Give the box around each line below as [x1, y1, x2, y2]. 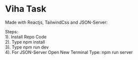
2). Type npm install [5, 39, 45, 45]
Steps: [5, 29, 18, 34]
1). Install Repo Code [5, 34, 47, 40]
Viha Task [5, 3, 47, 15]
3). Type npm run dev [5, 44, 49, 50]
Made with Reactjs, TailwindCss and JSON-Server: [5, 19, 108, 25]
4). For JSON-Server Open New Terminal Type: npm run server [5, 49, 133, 55]
